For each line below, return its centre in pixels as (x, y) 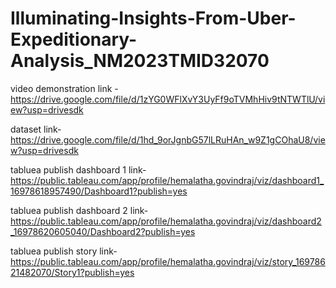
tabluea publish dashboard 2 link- (79, 210)
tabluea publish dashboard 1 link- (78, 169)
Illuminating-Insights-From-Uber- (153, 18)
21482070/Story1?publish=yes (72, 272)
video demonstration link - (64, 88)
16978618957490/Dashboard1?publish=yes (99, 191)
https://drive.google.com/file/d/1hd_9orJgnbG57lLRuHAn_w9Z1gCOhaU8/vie (168, 139)
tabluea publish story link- (64, 251)
